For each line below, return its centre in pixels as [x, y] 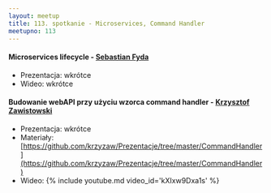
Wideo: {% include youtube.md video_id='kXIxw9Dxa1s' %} [120, 180]
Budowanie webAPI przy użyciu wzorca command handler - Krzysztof [129, 102]
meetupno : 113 [32, 31]
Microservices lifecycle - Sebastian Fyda [79, 57]
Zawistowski [30, 111]
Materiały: [37, 137]
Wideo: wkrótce [47, 84]
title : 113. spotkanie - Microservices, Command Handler [107, 24]
